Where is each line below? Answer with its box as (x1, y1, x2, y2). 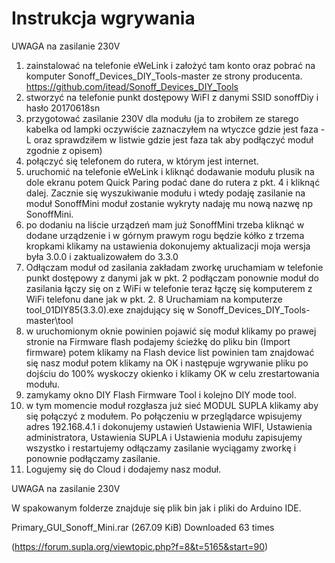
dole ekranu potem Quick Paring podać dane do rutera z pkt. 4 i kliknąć (25, 176, 321, 188)
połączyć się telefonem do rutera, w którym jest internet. (25, 155, 259, 167)
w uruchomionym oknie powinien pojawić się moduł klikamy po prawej (25, 325, 317, 337)
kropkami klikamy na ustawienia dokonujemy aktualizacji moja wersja (25, 240, 311, 252)
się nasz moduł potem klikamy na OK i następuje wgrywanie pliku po (25, 357, 309, 369)
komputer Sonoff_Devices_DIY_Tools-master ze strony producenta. (25, 70, 303, 82)
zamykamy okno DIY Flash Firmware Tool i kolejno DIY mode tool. (25, 388, 297, 401)
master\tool (25, 314, 74, 326)
